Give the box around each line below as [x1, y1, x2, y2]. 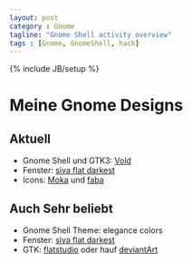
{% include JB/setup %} [9, 63, 100, 74]
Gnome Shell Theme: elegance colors [22, 225, 163, 236]
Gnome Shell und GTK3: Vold [22, 155, 131, 166]
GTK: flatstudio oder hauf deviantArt [22, 244, 158, 255]
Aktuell [9, 131, 52, 146]
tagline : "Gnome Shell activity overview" [9, 30, 172, 39]
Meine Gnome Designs [9, 95, 184, 116]
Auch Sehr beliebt [9, 200, 113, 216]
